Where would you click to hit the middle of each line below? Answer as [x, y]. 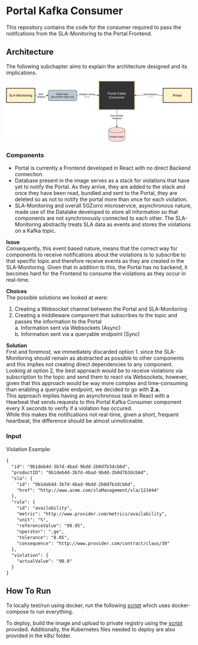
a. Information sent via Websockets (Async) [67, 328]
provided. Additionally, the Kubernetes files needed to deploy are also [91, 629]
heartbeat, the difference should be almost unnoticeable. [75, 421]
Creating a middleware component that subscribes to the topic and [96, 315]
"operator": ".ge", [41, 532]
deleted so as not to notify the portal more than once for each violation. [101, 200]
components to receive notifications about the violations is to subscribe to [96, 255]
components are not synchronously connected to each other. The [94, 218]
